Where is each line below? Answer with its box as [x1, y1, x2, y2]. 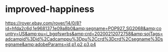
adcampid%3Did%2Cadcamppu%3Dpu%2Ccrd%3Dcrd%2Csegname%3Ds [5, 36, 163, 42]
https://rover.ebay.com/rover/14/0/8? [5, 20, 82, 26]
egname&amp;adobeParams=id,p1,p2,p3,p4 [5, 41, 96, 47]
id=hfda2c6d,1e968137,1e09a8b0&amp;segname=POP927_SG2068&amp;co [5, 25, 162, 31]
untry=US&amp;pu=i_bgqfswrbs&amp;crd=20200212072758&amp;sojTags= [5, 30, 163, 36]
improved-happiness [5, 3, 94, 15]
